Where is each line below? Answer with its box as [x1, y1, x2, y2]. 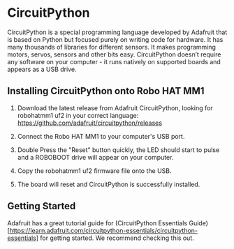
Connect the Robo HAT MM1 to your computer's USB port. [17, 132, 185, 140]
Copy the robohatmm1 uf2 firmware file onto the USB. [17, 166, 172, 175]
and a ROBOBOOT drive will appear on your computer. [17, 153, 174, 161]
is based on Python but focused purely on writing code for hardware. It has [7, 35, 224, 43]
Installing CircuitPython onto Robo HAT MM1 [7, 85, 205, 97]
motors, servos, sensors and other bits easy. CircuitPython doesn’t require [7, 50, 221, 59]
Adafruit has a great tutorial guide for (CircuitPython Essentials [7, 218, 188, 227]
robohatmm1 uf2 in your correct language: [17, 111, 139, 119]
